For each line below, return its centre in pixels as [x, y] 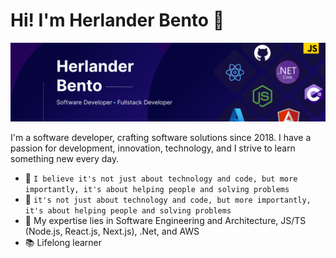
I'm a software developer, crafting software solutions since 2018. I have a [161, 137]
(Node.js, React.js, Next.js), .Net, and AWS [112, 231]
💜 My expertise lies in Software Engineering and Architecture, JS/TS [165, 220]
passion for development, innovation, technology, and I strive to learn [153, 148]
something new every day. [65, 158]
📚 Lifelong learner [63, 242]
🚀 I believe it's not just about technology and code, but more [161, 178]
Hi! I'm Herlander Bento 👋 [117, 20]
